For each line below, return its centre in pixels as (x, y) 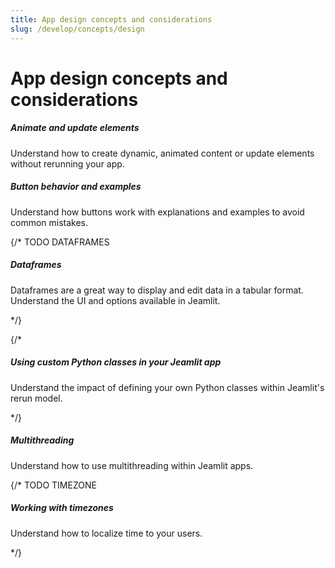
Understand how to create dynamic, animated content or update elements (162, 153)
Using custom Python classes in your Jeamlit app (116, 362)
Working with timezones (62, 508)
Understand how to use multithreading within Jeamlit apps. (132, 465)
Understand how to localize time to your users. (106, 533)
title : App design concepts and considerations (111, 19)
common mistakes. (49, 222)
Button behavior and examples (76, 187)
